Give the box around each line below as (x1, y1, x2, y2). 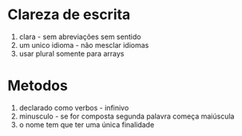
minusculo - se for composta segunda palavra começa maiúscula (18, 111, 235, 121)
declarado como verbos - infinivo (18, 103, 129, 112)
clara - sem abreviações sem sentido (18, 32, 141, 41)
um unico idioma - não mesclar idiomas (18, 40, 149, 49)
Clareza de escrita (7, 6, 131, 24)
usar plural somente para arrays (18, 49, 125, 58)
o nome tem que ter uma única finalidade (18, 119, 155, 129)
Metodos (7, 77, 69, 95)
